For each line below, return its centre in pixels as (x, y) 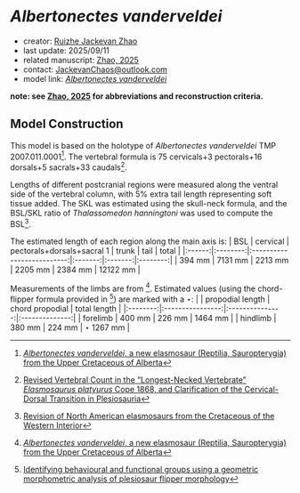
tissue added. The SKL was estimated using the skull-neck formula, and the (149, 204)
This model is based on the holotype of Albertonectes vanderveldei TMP (143, 145)
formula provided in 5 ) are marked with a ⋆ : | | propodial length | (153, 298)
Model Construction (67, 124)
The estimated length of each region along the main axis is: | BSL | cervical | (150, 241)
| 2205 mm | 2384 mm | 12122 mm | (75, 270)
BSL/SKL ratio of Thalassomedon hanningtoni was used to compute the (142, 213)
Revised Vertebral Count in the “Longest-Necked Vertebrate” (135, 380)
